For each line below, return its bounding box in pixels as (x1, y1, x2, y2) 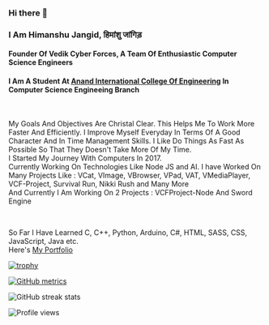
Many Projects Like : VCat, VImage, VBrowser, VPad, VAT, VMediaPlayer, (8, 170, 251, 180)
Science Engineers (8, 58, 73, 67)
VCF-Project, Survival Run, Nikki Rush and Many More (8, 178, 189, 189)
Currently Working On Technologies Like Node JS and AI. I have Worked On (8, 161, 262, 171)
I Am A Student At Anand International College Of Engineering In (8, 76, 229, 86)
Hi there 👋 (8, 7, 49, 19)
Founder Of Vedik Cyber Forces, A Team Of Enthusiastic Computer (8, 49, 237, 59)
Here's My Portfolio (8, 245, 73, 254)
